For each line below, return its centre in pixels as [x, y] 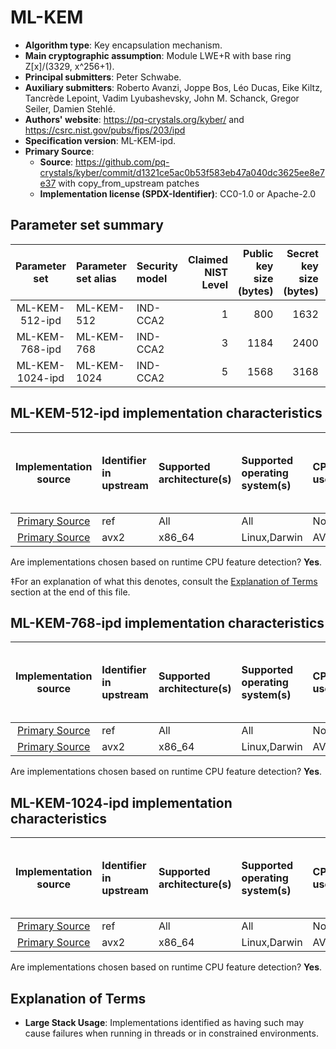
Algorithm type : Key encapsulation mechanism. [123, 45]
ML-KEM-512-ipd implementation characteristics [166, 413]
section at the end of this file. [70, 592]
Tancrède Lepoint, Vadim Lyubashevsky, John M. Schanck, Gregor [162, 98]
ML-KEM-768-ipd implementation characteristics [167, 622]
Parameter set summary [87, 225]
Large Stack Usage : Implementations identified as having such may [164, 1022]
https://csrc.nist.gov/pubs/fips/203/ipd [105, 130]
